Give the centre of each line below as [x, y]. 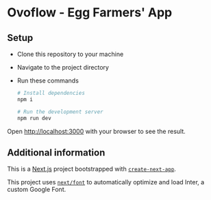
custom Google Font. [37, 190]
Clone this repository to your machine [70, 54]
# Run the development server [60, 112]
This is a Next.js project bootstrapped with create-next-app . [92, 169]
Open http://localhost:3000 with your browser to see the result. [97, 131]
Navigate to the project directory [63, 67]
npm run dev [34, 118]
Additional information [56, 153]
